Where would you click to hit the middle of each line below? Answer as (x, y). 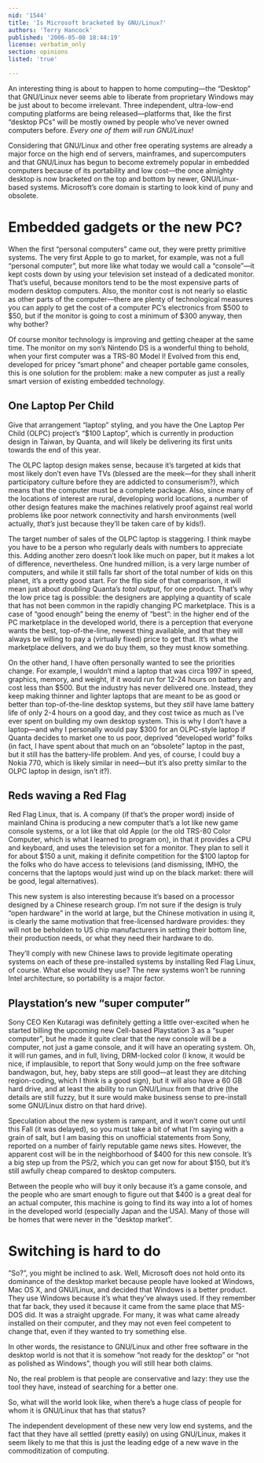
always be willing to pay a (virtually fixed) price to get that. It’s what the (123, 639)
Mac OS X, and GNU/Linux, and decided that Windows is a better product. (128, 1290)
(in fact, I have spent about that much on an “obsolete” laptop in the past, (126, 746)
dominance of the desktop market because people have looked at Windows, (132, 1281)
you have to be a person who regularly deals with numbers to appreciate (126, 547)
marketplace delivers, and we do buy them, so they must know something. (128, 647)
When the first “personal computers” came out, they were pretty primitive (127, 249)
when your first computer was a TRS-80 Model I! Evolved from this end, (125, 356)
